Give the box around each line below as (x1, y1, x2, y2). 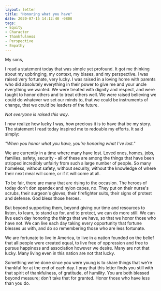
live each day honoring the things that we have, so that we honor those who (5, 215, 156, 221)
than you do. (5, 280, 30, 286)
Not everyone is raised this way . (5, 111, 69, 117)
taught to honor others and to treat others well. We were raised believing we (5, 92, 157, 97)
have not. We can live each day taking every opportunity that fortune (5, 220, 142, 226)
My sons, (5, 56, 23, 62)
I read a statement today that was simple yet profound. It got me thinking (5, 66, 150, 72)
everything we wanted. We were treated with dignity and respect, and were (5, 86, 155, 92)
